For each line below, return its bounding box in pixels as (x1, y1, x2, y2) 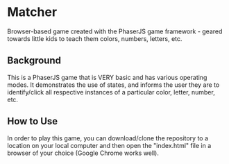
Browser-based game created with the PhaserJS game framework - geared (7, 27, 223, 35)
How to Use (7, 115, 58, 127)
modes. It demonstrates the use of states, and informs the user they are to (7, 81, 220, 89)
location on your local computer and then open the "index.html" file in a (7, 141, 212, 149)
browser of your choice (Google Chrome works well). (7, 149, 160, 157)
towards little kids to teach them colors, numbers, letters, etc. (7, 34, 183, 42)
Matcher (7, 4, 58, 20)
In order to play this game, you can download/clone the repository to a (7, 133, 209, 142)
